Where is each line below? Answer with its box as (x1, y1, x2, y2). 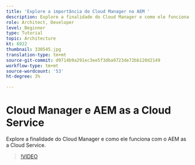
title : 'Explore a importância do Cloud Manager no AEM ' (6, 8, 150, 15)
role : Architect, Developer (6, 19, 75, 25)
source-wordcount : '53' (6, 68, 64, 74)
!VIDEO (20, 153, 38, 160)
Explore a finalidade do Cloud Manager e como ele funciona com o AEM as (6, 135, 187, 143)
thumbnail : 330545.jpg (6, 47, 61, 52)
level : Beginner (6, 24, 46, 31)
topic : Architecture (6, 36, 57, 41)
